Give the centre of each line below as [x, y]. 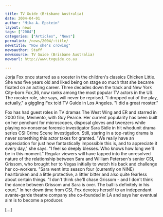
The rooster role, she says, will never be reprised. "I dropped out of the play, [81, 98]
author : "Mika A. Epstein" [32, 23]
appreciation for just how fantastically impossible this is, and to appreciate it [81, 144]
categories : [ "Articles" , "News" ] [40, 36]
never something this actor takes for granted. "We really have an [70, 138]
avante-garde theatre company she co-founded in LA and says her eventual [81, 195]
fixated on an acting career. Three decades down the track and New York [79, 88]
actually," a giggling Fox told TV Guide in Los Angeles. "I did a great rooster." [82, 103]
